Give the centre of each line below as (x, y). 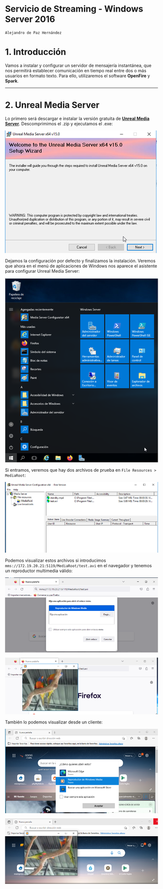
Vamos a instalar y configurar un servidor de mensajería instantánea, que (78, 65)
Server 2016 (30, 19)
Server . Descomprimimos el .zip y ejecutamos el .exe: (59, 123)
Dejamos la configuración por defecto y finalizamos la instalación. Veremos (80, 261)
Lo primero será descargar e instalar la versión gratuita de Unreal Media (77, 118)
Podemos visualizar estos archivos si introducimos (56, 560)
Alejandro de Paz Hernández (33, 33)
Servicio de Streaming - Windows (74, 9)
